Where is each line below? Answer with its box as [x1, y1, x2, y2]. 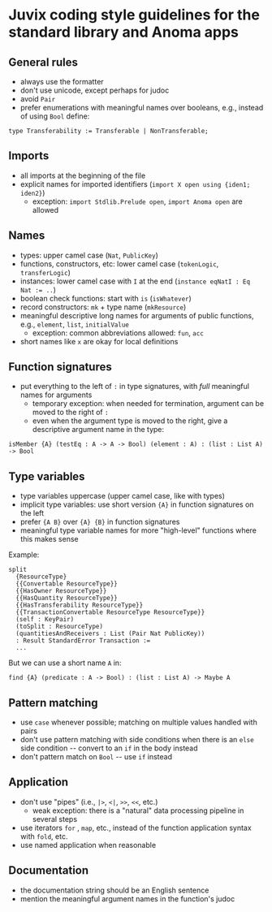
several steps [32, 814, 78, 823]
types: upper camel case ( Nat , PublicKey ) [19, 250, 158, 260]
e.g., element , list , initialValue [19, 319, 130, 329]
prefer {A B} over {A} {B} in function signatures [19, 517, 180, 527]
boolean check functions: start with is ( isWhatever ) [19, 293, 192, 303]
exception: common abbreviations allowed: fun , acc [32, 327, 205, 338]
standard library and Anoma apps [8, 23, 240, 41]
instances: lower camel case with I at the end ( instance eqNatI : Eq [19, 276, 250, 286]
